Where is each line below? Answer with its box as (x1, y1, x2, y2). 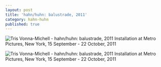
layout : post (5, 7, 33, 13)
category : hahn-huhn (5, 17, 49, 22)
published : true (5, 21, 40, 27)
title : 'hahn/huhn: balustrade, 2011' (5, 12, 87, 17)
